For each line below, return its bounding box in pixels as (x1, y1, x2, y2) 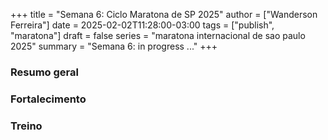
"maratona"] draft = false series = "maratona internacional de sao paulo (10, 30, 306, 41)
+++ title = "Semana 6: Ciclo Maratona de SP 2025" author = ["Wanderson (10, 9, 318, 20)
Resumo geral (10, 65, 79, 79)
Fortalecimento (10, 92, 87, 106)
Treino (10, 119, 43, 133)
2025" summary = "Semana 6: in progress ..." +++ (10, 40, 218, 52)
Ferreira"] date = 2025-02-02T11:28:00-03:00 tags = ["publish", (10, 19, 275, 31)
